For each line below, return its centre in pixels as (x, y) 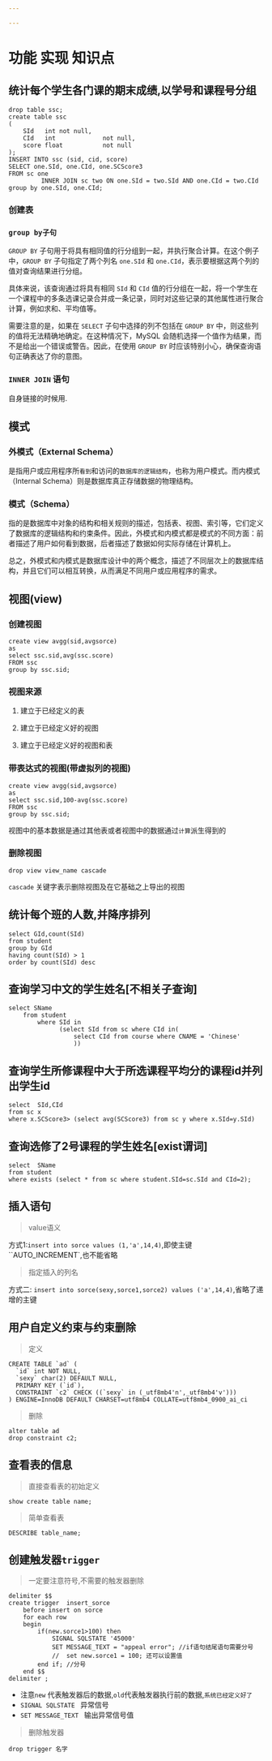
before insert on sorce (63, 1610)
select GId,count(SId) (47, 934)
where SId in (59, 1023)
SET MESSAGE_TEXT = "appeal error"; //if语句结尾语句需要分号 (153, 1647)
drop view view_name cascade (57, 870)
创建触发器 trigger (54, 1559)
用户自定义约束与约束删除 (72, 1328)
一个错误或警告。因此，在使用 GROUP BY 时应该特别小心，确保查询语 (149, 346)
